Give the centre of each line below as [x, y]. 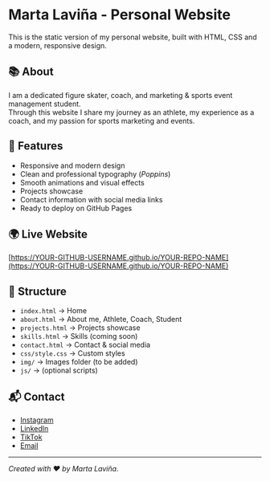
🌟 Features [36, 146]
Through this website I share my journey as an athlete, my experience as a [131, 112]
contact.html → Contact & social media [85, 345]
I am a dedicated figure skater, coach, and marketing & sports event [121, 95]
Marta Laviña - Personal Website [120, 15]
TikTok [31, 437]
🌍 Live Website [48, 234]
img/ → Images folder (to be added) [79, 362]
